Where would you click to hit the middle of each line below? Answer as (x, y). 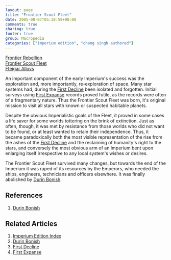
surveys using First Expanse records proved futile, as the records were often (86, 94)
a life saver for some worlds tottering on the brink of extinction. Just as (80, 121)
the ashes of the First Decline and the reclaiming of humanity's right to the (83, 142)
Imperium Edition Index (37, 236)
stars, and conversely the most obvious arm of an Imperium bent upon (79, 148)
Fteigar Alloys (20, 68)
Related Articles (31, 224)
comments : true (21, 24)
